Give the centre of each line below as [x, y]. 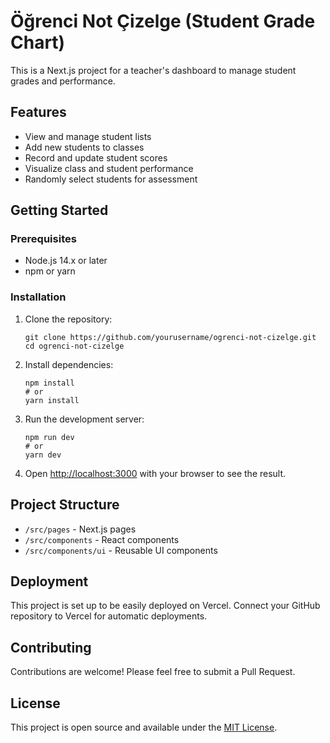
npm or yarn [50, 271]
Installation [38, 297]
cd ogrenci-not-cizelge [74, 346]
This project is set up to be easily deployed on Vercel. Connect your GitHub [165, 606]
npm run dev [49, 437]
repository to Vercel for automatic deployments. [109, 616]
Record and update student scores [96, 157]
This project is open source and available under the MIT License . [144, 727]
